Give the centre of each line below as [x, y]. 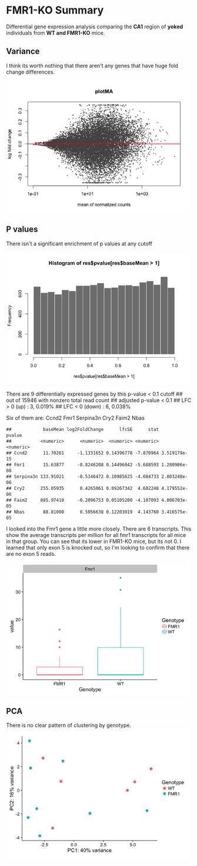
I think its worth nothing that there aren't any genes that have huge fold [92, 65]
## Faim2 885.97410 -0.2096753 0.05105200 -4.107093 [83, 500]
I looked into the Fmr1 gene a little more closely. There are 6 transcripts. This [99, 529]
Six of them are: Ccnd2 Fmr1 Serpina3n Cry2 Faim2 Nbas [76, 418]
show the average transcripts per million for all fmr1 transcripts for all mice [96, 535]
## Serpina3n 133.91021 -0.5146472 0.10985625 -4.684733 [83, 476]
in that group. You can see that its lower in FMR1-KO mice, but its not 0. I [94, 541]
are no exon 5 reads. [31, 554]
